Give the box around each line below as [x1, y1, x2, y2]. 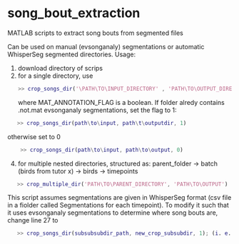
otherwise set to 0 [7, 132, 61, 141]
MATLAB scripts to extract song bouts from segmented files [7, 29, 183, 37]
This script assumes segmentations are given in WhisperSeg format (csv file [7, 193, 232, 202]
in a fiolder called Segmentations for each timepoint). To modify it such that [7, 201, 230, 210]
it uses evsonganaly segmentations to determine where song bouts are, [7, 208, 218, 217]
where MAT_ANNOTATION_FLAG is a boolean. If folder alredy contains [17, 98, 225, 106]
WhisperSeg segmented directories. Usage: [7, 50, 136, 59]
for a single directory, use [17, 71, 93, 80]
